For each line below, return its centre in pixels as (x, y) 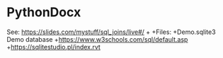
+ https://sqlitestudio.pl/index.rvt (53, 47)
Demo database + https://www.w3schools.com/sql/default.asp (97, 39)
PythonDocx (44, 12)
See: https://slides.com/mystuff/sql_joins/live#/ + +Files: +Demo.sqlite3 (111, 32)
